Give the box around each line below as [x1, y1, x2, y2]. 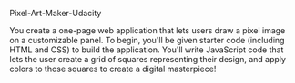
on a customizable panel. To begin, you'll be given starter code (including [9, 35, 285, 45]
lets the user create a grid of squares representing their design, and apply [9, 54, 287, 64]
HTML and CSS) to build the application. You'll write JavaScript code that [9, 44, 284, 55]
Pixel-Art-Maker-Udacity [9, 8, 102, 18]
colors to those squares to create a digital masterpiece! [9, 63, 217, 74]
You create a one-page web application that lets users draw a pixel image [9, 25, 286, 35]
